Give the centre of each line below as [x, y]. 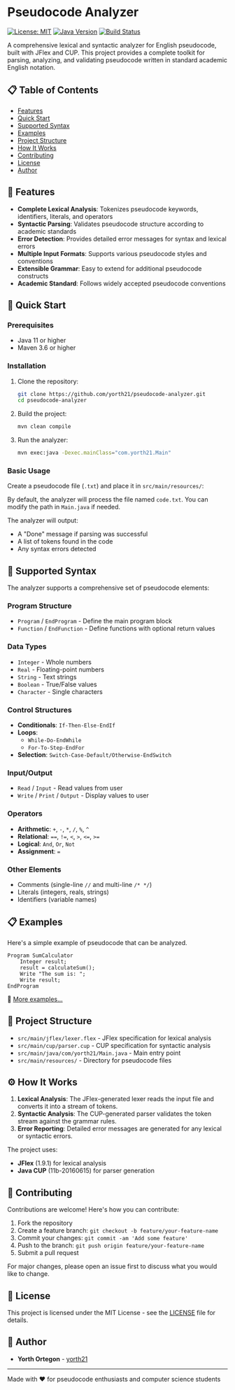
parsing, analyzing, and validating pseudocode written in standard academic [117, 59]
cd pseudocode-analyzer [52, 400]
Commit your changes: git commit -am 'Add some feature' [103, 1238]
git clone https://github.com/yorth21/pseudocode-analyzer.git [112, 394]
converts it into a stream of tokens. [67, 1107]
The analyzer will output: [43, 520]
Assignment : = [39, 851]
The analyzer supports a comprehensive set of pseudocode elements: [108, 588]
